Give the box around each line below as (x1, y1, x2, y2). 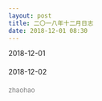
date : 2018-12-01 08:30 (8, 26, 88, 34)
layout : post (8, 11, 52, 20)
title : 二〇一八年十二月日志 (8, 19, 94, 27)
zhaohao (8, 86, 35, 95)
